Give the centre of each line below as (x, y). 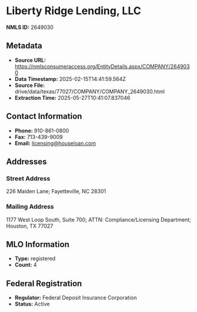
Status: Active (32, 304)
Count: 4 (26, 265)
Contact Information (44, 116)
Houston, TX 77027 (30, 226)
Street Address (28, 178)
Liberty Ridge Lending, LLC (74, 11)
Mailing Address (30, 207)
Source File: (30, 85)
